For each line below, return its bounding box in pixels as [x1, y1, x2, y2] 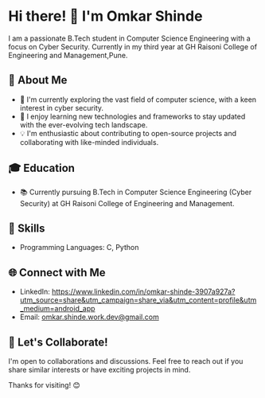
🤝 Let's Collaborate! [8, 335, 109, 349]
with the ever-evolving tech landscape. [19, 119, 148, 130]
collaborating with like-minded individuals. [19, 137, 159, 146]
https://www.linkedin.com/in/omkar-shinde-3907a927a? [51, 287, 236, 297]
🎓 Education [8, 162, 76, 175]
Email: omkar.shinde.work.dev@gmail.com [19, 312, 159, 322]
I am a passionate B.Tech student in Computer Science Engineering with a [8, 33, 251, 43]
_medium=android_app [19, 304, 95, 314]
